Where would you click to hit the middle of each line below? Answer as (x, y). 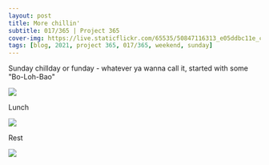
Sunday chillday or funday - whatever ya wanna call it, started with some (128, 68)
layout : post (30, 16)
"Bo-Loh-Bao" (32, 77)
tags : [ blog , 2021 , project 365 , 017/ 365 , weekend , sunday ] (111, 46)
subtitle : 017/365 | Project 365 (64, 30)
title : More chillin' (44, 23)
